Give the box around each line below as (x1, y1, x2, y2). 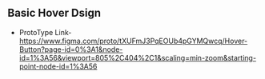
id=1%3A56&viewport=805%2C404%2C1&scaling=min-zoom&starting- (18, 53, 257, 62)
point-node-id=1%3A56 (18, 61, 98, 71)
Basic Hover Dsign (7, 6, 102, 20)
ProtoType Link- (18, 27, 72, 37)
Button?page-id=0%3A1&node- (18, 44, 123, 54)
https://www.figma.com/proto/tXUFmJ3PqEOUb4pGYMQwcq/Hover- (18, 36, 248, 45)
